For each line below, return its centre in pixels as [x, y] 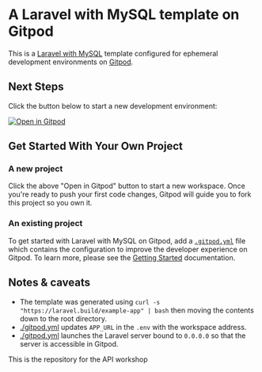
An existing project [46, 224]
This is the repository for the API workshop [78, 359]
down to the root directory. [63, 318]
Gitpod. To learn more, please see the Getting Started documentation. [122, 257]
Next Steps [36, 87]
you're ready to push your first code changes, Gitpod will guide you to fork [130, 194]
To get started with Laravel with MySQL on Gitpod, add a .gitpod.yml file [127, 240]
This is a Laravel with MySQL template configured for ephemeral [113, 53]
